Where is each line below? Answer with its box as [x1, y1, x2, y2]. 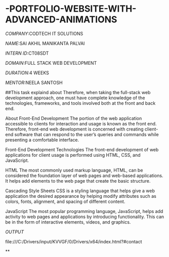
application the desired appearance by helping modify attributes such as [5, 193, 157, 199]
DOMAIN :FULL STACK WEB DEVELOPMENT [5, 60, 97, 66]
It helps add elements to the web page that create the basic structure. [5, 178, 151, 184]
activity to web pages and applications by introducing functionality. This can [5, 213, 164, 220]
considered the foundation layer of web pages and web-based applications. [5, 173, 163, 179]
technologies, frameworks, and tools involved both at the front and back [5, 100, 156, 106]
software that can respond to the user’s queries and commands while [14, 131, 159, 137]
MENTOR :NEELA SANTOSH [5, 79, 63, 85]
